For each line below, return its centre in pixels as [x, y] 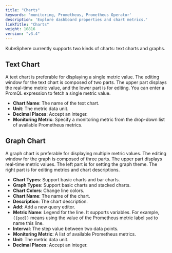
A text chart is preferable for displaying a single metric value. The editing [82, 77]
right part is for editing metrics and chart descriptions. [63, 170]
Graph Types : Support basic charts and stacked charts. [72, 185]
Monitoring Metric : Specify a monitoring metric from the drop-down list [89, 119]
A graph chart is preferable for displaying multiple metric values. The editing [86, 153]
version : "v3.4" [23, 34]
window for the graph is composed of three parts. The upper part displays [84, 159]
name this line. [28, 223]
